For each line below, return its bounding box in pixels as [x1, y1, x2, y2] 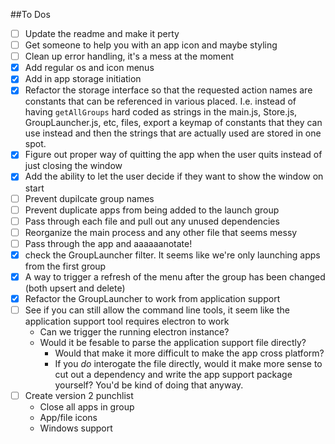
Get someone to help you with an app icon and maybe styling [24, 39, 278, 51]
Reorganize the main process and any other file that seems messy [24, 226, 298, 238]
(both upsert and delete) [24, 282, 126, 294]
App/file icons [39, 412, 98, 424]
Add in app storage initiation [24, 73, 142, 85]
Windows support [39, 422, 113, 434]
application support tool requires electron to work [24, 315, 230, 328]
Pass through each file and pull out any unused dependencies [24, 215, 280, 227]
